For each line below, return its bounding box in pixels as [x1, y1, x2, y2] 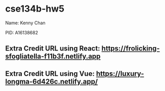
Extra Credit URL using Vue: [5, 69, 95, 78]
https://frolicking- [101, 44, 160, 53]
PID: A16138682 [5, 29, 38, 35]
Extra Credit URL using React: [5, 44, 100, 53]
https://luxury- [96, 69, 144, 78]
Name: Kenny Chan [5, 20, 46, 26]
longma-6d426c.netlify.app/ [5, 77, 98, 86]
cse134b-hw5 [5, 3, 65, 15]
